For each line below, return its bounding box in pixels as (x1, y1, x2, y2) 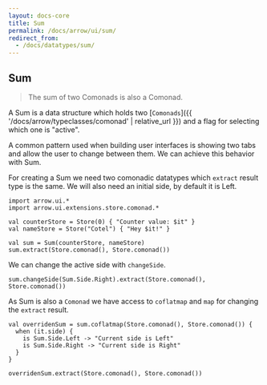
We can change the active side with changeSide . (8, 259, 166, 269)
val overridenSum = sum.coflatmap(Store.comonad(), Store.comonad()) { (8, 320, 253, 328)
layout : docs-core (8, 11, 70, 20)
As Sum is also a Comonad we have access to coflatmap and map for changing (8, 296, 259, 306)
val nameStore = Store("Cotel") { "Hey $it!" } (8, 225, 171, 233)
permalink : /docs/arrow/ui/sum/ (8, 26, 116, 34)
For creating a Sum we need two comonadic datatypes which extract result (8, 173, 259, 182)
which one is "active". (8, 125, 80, 134)
